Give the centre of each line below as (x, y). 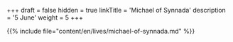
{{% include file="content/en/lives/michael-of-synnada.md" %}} (101, 31)
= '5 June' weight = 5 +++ (45, 17)
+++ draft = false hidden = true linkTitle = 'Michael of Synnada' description (116, 10)
